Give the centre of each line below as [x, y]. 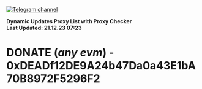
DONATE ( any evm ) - [60, 53]
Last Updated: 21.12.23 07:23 [44, 28]
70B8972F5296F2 [53, 79]
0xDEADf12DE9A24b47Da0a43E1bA [101, 66]
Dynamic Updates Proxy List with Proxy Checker [69, 21]
